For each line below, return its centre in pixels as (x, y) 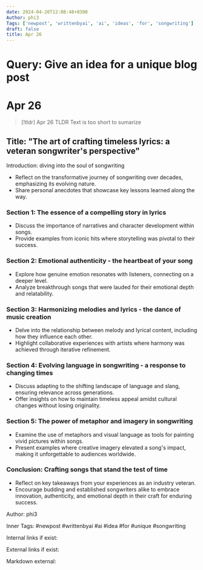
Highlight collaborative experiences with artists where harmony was (100, 343)
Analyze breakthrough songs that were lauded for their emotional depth (104, 287)
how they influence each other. (54, 336)
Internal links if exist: (32, 537)
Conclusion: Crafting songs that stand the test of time (87, 470)
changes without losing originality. (58, 406)
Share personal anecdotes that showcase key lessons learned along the (105, 190)
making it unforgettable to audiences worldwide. (75, 454)
